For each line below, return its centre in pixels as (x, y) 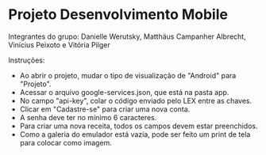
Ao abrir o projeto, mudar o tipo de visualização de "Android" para (128, 75)
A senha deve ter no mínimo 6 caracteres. (88, 117)
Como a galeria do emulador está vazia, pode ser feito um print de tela (135, 134)
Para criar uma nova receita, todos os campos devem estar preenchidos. (139, 126)
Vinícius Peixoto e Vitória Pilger (59, 44)
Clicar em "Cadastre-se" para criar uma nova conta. (105, 109)
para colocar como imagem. (66, 142)
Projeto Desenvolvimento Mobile (118, 15)
